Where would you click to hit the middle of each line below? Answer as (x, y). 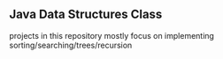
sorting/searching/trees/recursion (71, 45)
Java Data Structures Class (86, 15)
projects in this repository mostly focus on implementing (112, 35)
